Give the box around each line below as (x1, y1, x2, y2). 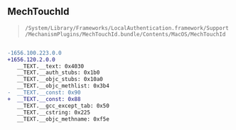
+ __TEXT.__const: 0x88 (7, 95, 81, 102)
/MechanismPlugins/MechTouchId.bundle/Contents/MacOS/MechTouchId (24, 31, 226, 38)
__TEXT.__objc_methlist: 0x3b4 (16, 82, 110, 90)
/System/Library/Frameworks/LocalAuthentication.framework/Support (24, 24, 229, 31)
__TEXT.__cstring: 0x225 (16, 109, 91, 116)
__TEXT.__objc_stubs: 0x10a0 (16, 76, 103, 83)
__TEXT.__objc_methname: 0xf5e (16, 115, 110, 123)
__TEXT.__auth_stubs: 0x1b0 (16, 69, 100, 77)
